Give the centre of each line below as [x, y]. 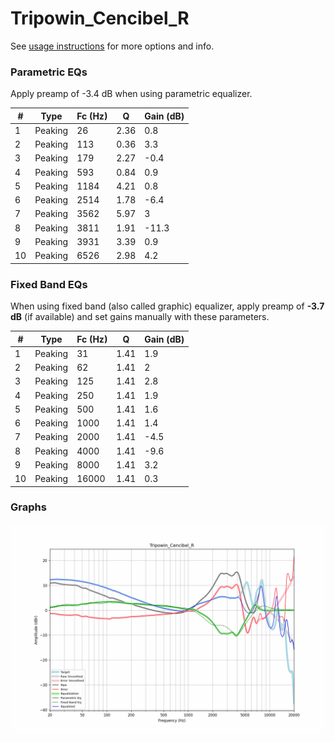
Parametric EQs [49, 72]
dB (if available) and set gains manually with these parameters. [140, 317]
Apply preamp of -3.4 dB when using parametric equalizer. [131, 94]
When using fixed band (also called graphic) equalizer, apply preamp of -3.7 [167, 306]
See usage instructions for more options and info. [112, 46]
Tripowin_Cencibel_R [100, 18]
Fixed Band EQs [49, 284]
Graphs [28, 507]
